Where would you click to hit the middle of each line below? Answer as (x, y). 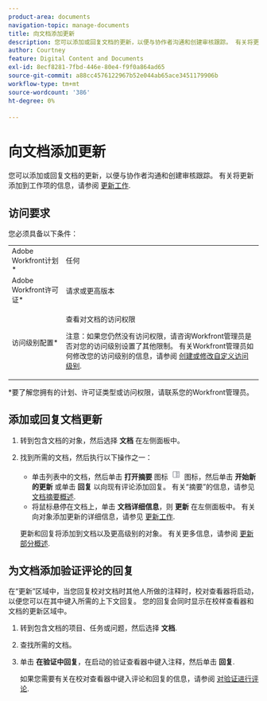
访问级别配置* (35, 343)
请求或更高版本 (90, 290)
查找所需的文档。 (48, 645)
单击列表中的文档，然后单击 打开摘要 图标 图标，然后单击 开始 (140, 477)
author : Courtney (37, 51)
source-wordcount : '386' (49, 92)
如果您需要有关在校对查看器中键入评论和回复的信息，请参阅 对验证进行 (135, 679)
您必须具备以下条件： (43, 234)
